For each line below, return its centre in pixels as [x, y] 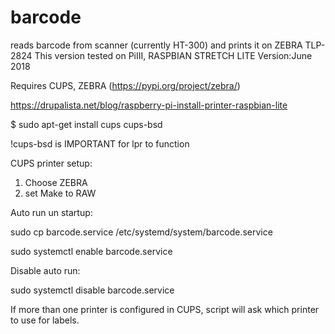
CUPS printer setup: [51, 163]
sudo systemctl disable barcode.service [92, 290]
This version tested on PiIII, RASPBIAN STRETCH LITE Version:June [173, 55]
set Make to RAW [60, 193]
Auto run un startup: [51, 212]
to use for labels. [45, 320]
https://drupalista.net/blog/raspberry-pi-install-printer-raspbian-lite [149, 105]
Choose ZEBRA [56, 182]
